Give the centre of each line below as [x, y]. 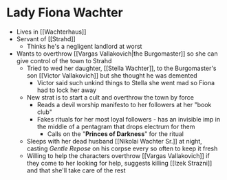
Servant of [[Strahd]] [46, 38]
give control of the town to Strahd [64, 60]
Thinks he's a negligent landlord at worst [84, 46]
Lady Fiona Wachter [65, 13]
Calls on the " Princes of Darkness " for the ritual [115, 134]
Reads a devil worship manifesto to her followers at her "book [124, 104]
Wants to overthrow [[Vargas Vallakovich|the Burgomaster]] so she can [117, 54]
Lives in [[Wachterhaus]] [51, 32]
